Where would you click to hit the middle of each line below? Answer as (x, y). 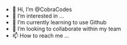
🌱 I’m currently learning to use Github (59, 22)
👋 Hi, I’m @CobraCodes (42, 9)
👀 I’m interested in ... (38, 16)
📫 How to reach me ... (40, 36)
